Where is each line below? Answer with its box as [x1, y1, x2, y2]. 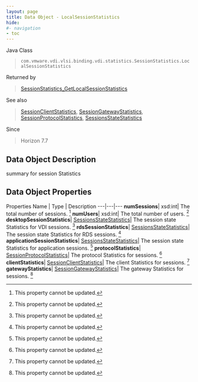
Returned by [6, 74, 37, 81]
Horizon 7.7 [20, 137, 48, 145]
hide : [6, 19, 19, 25]
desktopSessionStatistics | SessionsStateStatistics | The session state [6, 216, 177, 223]
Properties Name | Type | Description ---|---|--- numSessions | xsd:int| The [6, 203, 190, 210]
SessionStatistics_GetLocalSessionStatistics [20, 85, 128, 92]
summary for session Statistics [6, 169, 81, 177]
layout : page [6, 8, 38, 15]
